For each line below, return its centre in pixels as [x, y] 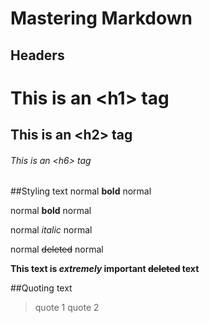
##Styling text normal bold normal [81, 191]
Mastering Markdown [101, 18]
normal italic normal [51, 230]
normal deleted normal [57, 249]
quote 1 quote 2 [67, 308]
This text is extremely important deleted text [105, 269]
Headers [37, 55]
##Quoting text [41, 288]
